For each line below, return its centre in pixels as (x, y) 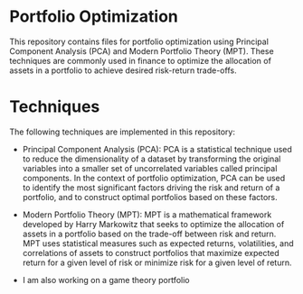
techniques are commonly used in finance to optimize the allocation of (140, 60)
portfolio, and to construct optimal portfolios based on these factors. (150, 197)
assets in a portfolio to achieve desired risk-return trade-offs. (123, 70)
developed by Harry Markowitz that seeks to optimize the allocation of (153, 224)
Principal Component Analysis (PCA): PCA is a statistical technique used (157, 149)
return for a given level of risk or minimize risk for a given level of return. (157, 262)
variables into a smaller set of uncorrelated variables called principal (150, 168)
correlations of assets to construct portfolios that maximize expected (151, 253)
